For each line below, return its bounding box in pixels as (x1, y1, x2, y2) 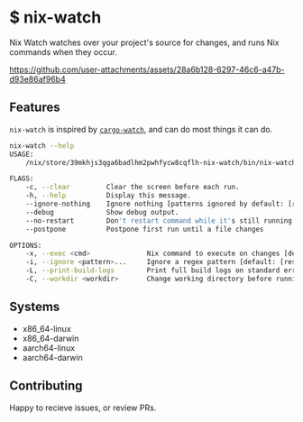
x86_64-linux (22, 323, 72, 334)
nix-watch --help (9, 141, 75, 151)
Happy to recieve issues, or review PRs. (9, 402, 157, 413)
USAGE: (9, 150, 34, 159)
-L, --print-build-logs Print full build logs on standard (25, 266, 280, 275)
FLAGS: (9, 174, 34, 183)
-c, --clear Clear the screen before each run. (25, 183, 241, 192)
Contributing (9, 378, 83, 394)
